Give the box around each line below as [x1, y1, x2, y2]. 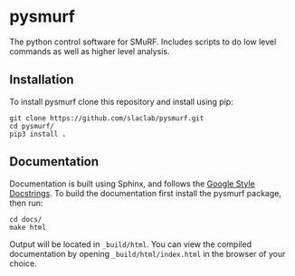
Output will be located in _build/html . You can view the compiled [9, 238, 252, 250]
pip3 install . [9, 129, 67, 138]
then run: [9, 197, 43, 208]
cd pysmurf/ [9, 121, 54, 130]
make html [9, 223, 47, 232]
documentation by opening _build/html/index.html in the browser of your [9, 248, 286, 259]
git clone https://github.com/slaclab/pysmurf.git [9, 113, 205, 123]
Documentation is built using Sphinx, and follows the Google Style [9, 178, 255, 189]
